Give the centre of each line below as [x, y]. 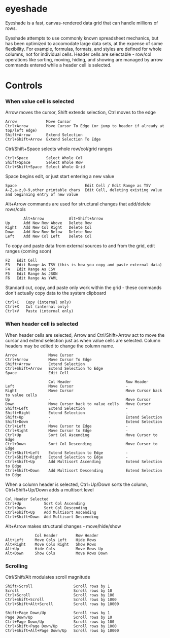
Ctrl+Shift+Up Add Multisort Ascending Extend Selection [84, 462]
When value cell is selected [40, 101]
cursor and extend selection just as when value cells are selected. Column [83, 340]
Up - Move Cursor [78, 399]
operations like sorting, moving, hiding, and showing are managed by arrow [84, 59]
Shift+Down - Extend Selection [84, 421]
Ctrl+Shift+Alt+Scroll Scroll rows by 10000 [62, 604]
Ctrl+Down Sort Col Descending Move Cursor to [81, 444]
